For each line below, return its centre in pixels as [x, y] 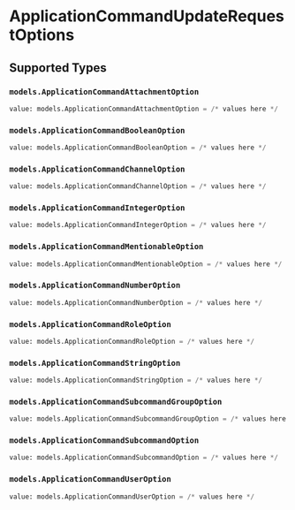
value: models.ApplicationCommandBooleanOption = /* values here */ [138, 148]
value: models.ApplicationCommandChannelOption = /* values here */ [138, 186]
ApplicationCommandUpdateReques [147, 16]
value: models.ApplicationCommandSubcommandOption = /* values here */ [144, 458]
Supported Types [58, 68]
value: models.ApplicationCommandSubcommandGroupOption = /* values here [148, 419]
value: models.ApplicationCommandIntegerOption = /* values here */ [138, 225]
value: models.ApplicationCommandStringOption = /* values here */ [136, 381]
